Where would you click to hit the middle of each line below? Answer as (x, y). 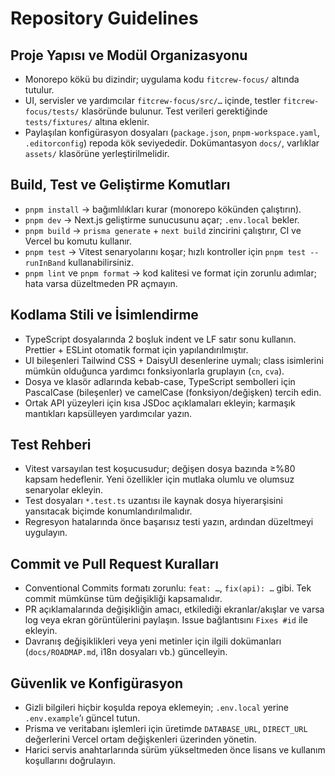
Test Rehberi (51, 445)
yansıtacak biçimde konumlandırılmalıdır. (108, 511)
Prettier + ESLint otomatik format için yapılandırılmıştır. (136, 349)
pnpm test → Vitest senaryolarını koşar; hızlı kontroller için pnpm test (165, 251)
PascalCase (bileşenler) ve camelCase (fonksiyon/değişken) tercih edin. (173, 392)
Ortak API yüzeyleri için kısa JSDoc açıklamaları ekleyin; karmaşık (160, 403)
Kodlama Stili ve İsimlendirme (104, 315)
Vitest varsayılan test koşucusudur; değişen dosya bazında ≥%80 (160, 469)
